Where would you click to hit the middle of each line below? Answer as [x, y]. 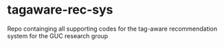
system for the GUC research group [58, 35]
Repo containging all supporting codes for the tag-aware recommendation [112, 29]
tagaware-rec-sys [60, 10]
